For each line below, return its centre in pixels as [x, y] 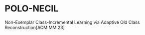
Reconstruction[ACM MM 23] [35, 27]
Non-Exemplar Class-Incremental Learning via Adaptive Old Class [72, 22]
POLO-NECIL [32, 9]
